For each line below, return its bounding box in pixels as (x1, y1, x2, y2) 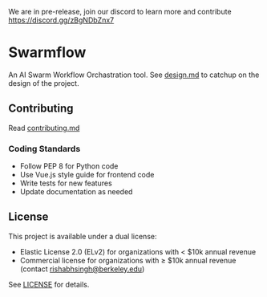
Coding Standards (8, 143, 81, 154)
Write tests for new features (19, 178, 112, 188)
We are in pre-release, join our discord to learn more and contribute (8, 7, 232, 16)
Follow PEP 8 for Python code (19, 161, 119, 171)
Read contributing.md (8, 123, 80, 132)
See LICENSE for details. (8, 279, 90, 289)
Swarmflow (8, 43, 87, 62)
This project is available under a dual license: (8, 231, 157, 241)
